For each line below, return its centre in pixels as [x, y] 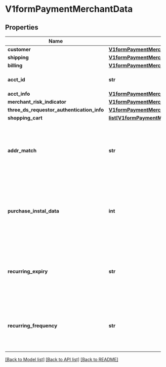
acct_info [19, 94]
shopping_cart [25, 118]
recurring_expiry [28, 271]
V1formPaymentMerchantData [69, 9]
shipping [18, 57]
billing [15, 65]
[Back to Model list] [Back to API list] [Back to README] [62, 359]
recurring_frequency [33, 326]
